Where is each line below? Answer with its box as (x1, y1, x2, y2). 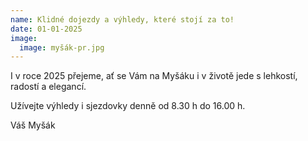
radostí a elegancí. (10, 81, 87, 93)
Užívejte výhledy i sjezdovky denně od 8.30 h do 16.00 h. (10, 100, 246, 112)
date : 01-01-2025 (10, 24, 83, 34)
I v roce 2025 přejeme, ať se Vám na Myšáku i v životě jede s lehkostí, (10, 70, 298, 82)
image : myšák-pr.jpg (19, 42, 105, 53)
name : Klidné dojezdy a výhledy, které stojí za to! (10, 14, 235, 25)
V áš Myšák (10, 119, 56, 131)
